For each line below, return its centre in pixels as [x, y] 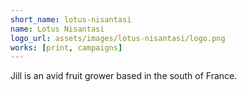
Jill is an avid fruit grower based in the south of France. [124, 76]
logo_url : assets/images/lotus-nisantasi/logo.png [118, 38]
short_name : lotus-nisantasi [71, 19]
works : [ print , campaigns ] [66, 47]
